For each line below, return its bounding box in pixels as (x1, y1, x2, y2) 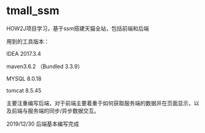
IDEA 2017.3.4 (6, 50, 42, 57)
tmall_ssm (6, 4, 59, 18)
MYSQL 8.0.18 (6, 75, 42, 82)
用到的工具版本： (6, 37, 50, 45)
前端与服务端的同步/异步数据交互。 (11, 107, 100, 114)
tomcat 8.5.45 (6, 86, 42, 94)
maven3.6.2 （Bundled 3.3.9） (6, 63, 83, 70)
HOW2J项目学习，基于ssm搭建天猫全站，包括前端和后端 (6, 25, 149, 32)
